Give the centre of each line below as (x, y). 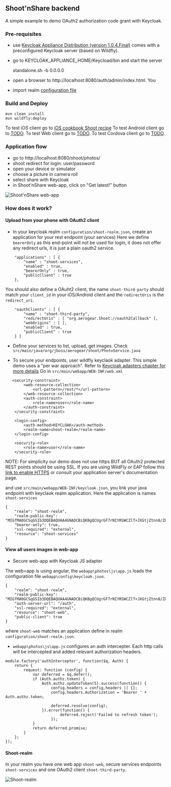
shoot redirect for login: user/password (54, 163)
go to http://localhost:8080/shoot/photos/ (56, 158)
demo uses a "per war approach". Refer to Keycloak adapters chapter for (89, 366)
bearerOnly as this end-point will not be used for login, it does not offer (87, 242)
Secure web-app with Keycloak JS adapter (58, 561)
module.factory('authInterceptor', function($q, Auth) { (67, 661)
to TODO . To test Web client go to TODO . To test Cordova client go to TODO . (85, 133)
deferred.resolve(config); (79, 706)
